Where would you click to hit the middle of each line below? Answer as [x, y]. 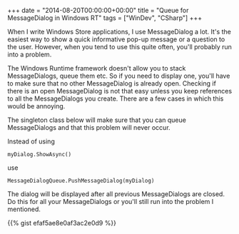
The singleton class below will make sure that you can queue [97, 120]
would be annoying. [36, 106]
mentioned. [24, 209]
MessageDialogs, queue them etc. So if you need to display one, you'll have [119, 76]
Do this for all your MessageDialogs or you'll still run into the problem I [111, 202]
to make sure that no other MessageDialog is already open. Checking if [112, 83]
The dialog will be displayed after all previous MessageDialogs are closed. [116, 194]
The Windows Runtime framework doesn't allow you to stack [97, 68]
